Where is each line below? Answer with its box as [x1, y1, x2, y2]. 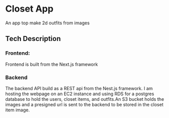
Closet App [5, 3, 53, 15]
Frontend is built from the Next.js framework [5, 61, 98, 67]
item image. [5, 107, 30, 113]
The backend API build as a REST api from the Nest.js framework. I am [5, 85, 153, 91]
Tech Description [5, 34, 61, 43]
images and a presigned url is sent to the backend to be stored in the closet [5, 101, 164, 107]
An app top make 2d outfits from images [5, 20, 90, 26]
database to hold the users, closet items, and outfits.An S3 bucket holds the [5, 96, 164, 102]
